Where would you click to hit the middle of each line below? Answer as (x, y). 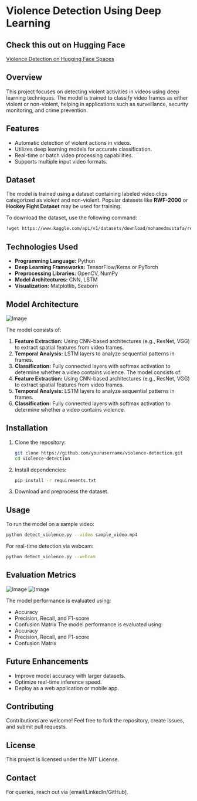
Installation (27, 428)
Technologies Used (42, 247)
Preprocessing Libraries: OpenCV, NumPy (66, 273)
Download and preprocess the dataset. (62, 491)
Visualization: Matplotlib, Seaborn (56, 286)
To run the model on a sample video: (50, 524)
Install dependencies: (40, 470)
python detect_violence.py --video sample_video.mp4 (72, 535)
